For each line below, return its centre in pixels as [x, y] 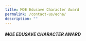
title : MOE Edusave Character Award [42, 10]
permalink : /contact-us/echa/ [36, 14]
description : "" [21, 19]
